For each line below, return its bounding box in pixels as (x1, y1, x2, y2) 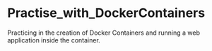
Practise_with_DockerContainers (7, 5, 206, 21)
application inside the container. (7, 35, 100, 44)
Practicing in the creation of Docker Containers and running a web (7, 28, 200, 37)
